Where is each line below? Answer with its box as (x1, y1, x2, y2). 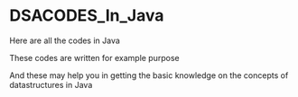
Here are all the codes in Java (9, 35, 120, 46)
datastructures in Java (9, 79, 93, 90)
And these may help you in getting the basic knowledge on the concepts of (9, 69, 289, 81)
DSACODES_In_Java (9, 5, 164, 26)
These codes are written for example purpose (9, 52, 180, 63)
